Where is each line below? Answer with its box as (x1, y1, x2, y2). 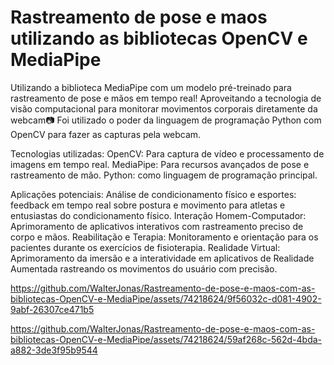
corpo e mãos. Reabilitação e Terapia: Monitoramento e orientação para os (10, 231, 319, 243)
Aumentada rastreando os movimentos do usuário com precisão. (10, 262, 278, 275)
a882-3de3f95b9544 (10, 344, 98, 356)
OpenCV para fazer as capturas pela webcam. (10, 128, 202, 140)
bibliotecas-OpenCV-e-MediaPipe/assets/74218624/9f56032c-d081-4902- (10, 292, 322, 305)
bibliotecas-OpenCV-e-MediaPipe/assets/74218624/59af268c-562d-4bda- (10, 333, 323, 345)
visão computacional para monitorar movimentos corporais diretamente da (10, 102, 318, 115)
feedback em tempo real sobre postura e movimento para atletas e (10, 199, 286, 211)
